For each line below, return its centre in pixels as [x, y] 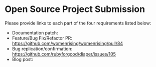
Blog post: [23, 59]
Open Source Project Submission [75, 9]
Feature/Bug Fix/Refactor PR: [42, 38]
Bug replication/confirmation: [42, 48]
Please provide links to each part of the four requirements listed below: [78, 23]
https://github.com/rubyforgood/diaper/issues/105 [64, 54]
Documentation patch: [35, 32]
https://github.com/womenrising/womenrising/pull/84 [67, 43]
